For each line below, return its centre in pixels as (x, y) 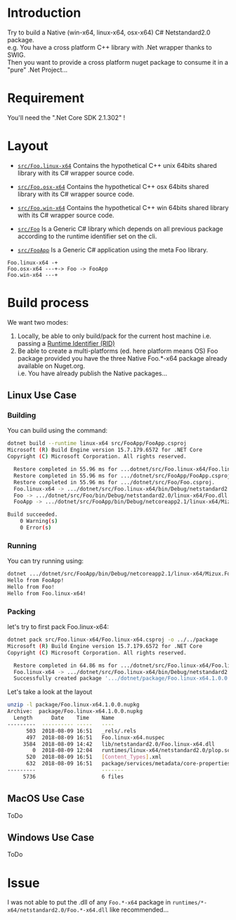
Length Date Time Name (64, 718)
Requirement (46, 98)
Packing (21, 611)
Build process (48, 303)
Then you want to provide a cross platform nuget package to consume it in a (118, 62)
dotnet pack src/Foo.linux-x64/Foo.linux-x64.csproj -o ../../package (113, 640)
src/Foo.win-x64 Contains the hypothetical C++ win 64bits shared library (123, 207)
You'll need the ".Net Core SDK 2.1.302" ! (66, 117)
